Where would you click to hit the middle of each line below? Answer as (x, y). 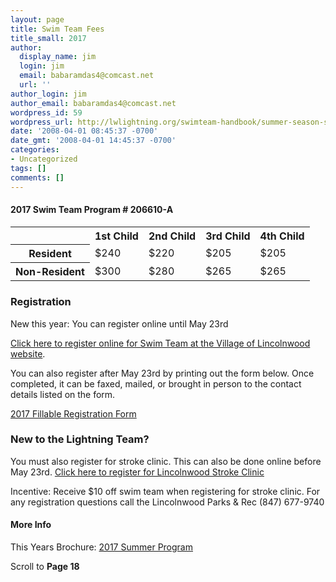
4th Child (282, 236)
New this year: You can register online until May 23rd (119, 323)
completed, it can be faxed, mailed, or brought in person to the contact (156, 383)
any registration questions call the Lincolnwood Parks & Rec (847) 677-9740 (167, 502)
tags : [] (28, 168)
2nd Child (172, 236)
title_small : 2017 (48, 38)
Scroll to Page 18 (45, 566)
